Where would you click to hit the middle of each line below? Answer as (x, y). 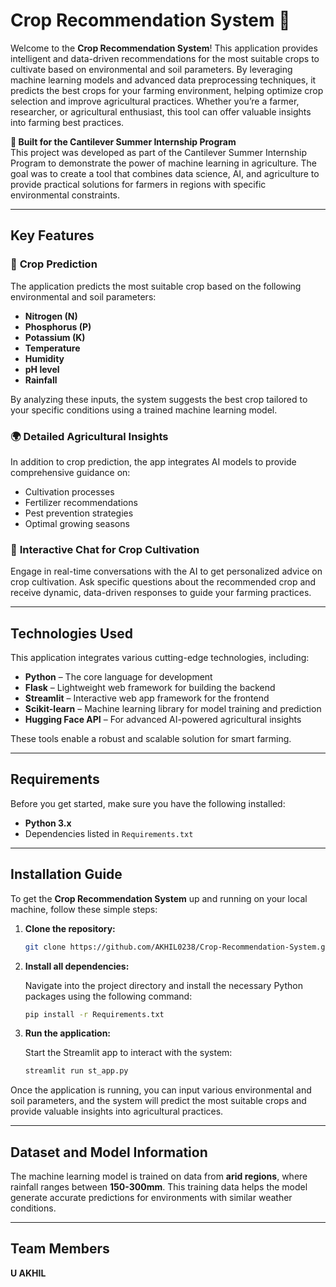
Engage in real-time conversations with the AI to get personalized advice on (166, 571)
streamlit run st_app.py (76, 1071)
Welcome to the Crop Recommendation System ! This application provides (164, 48)
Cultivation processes (69, 491)
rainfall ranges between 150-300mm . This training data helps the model (159, 1187)
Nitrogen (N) (51, 316)
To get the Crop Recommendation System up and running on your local (159, 898)
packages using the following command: (108, 996)
